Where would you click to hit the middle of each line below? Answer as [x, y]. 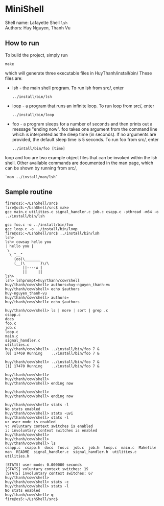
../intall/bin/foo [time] [38, 148]
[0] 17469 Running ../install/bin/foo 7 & [52, 353]
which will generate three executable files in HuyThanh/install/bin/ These [79, 73]
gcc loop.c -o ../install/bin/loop [41, 229]
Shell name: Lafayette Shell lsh [36, 23]
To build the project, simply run [36, 55]
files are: [14, 78]
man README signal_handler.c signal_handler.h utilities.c [71, 452]
